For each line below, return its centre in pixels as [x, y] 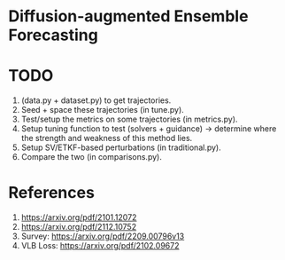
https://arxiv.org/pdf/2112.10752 [79, 227]
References [51, 193]
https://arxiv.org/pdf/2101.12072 [79, 217]
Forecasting [53, 35]
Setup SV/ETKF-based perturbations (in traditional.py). [121, 147]
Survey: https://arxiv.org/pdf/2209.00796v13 [103, 236]
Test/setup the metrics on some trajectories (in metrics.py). [129, 119]
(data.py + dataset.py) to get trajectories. [96, 100]
